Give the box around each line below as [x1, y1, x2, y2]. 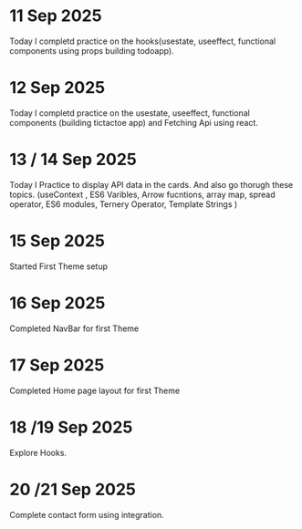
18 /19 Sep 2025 [9, 417, 133, 438]
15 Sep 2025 [9, 231, 105, 251]
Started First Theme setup [9, 261, 108, 272]
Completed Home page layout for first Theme [9, 385, 181, 396]
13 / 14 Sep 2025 [9, 150, 137, 170]
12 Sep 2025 [9, 78, 106, 99]
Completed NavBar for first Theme [9, 323, 140, 334]
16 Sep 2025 [9, 293, 106, 313]
